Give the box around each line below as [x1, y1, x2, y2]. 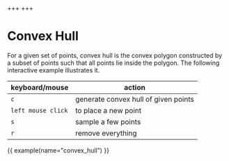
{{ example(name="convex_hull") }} [7, 146, 110, 154]
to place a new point [75, 105, 141, 115]
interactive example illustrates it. [7, 66, 100, 74]
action [124, 82, 146, 92]
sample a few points [75, 116, 141, 126]
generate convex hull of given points [75, 94, 195, 104]
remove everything [75, 128, 137, 138]
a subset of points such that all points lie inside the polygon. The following [7, 59, 220, 67]
